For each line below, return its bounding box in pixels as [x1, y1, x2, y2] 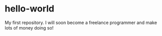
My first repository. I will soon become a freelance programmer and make [5, 19, 157, 25]
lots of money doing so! [5, 24, 54, 30]
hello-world [5, 3, 55, 14]
